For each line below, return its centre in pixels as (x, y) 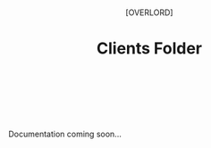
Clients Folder (149, 49)
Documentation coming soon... (65, 134)
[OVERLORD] (149, 12)
